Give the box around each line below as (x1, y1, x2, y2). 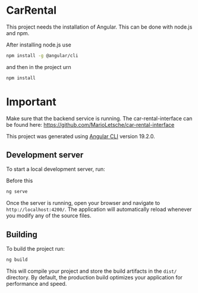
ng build (6, 257, 28, 263)
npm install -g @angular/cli (6, 52, 78, 58)
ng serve (6, 189, 28, 195)
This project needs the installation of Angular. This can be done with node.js (6, 23, 193, 30)
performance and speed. (6, 280, 67, 287)
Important (6, 95, 56, 108)
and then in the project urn (6, 63, 71, 70)
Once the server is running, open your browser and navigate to (6, 200, 161, 207)
